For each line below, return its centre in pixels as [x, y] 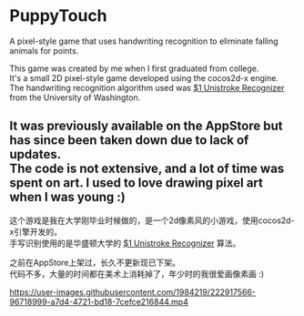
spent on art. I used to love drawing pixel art [137, 183]
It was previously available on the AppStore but [146, 126]
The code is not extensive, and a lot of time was [147, 169]
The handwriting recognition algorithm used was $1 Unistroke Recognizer [147, 87]
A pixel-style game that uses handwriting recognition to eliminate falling [144, 41]
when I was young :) [67, 197]
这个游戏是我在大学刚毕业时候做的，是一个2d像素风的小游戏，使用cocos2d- [152, 220]
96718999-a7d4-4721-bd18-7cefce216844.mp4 [99, 301]
